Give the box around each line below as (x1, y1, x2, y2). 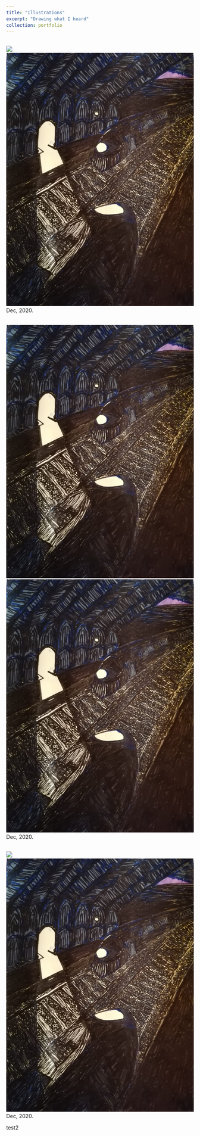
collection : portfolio (6, 22, 62, 28)
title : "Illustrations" (6, 10, 65, 15)
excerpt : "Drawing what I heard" (6, 15, 89, 22)
